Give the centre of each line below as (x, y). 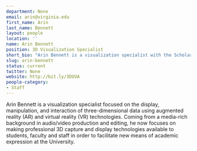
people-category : (27, 83)
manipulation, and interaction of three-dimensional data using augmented (95, 110)
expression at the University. (40, 142)
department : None (27, 11)
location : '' (22, 39)
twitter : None (23, 71)
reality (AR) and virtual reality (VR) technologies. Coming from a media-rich (97, 116)
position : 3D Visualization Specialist (55, 50)
